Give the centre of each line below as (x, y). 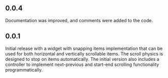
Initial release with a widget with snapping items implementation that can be (84, 48)
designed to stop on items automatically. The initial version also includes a (82, 59)
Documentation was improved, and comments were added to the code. (79, 20)
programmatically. (24, 69)
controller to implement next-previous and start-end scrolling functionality (82, 64)
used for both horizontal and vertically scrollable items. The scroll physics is (84, 54)
